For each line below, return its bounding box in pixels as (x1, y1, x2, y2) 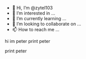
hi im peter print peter (5, 38, 50, 44)
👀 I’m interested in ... (12, 10, 55, 16)
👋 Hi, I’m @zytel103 (12, 5, 53, 11)
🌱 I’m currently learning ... (12, 16, 67, 21)
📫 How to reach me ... (12, 27, 60, 32)
